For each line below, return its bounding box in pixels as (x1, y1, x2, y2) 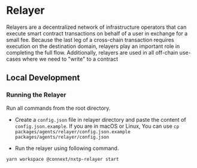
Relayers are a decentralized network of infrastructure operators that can (6, 23, 187, 31)
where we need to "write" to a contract (22, 55, 119, 62)
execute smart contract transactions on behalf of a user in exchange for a (6, 29, 188, 37)
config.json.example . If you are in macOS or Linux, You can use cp (14, 122, 180, 130)
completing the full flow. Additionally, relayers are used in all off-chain (6, 49, 178, 56)
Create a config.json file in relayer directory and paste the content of (14, 116, 187, 123)
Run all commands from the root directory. (6, 104, 111, 112)
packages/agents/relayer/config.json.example (14, 128, 131, 135)
